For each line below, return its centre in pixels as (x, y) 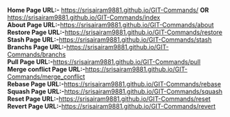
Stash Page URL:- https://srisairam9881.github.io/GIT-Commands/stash (110, 40)
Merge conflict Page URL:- (46, 69)
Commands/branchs (37, 54)
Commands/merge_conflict (46, 77)
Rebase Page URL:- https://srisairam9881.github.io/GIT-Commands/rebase (114, 84)
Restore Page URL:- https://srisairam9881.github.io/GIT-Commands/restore (115, 32)
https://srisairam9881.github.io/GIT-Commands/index (84, 17)
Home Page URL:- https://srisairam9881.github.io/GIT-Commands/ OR (108, 10)
